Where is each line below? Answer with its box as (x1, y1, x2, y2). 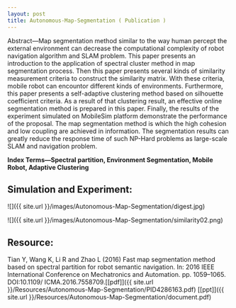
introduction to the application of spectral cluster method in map (7, 59, 196, 67)
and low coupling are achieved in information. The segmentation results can (7, 127, 229, 135)
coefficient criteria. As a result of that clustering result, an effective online (7, 96, 223, 105)
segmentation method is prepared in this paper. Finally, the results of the (7, 104, 220, 113)
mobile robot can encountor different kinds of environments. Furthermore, (7, 81, 223, 90)
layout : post (7, 10, 46, 18)
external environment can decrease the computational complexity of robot (7, 44, 225, 52)
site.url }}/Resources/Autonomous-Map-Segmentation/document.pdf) (7, 293, 212, 302)
